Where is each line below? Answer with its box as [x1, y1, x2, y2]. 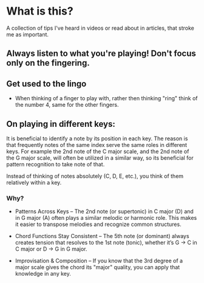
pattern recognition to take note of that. [6, 160, 105, 168]
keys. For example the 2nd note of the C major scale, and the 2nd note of [6, 148, 189, 155]
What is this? [6, 4, 74, 18]
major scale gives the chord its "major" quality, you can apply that [15, 264, 180, 271]
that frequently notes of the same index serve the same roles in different [6, 141, 187, 148]
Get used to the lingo [6, 78, 87, 89]
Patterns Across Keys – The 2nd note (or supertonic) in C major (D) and [15, 208, 194, 215]
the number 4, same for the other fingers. [15, 101, 119, 109]
